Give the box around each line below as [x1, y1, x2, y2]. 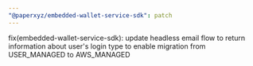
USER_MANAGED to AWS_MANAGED [8, 49, 130, 59]
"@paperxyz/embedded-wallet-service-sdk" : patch [8, 11, 173, 20]
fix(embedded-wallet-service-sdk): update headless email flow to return [8, 33, 246, 42]
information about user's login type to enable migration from [8, 41, 206, 51]
